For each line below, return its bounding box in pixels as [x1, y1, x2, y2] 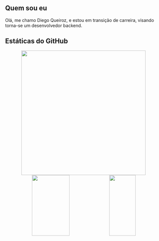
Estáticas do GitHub [5, 37, 68, 45]
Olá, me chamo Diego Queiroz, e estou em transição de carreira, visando [5, 17, 154, 23]
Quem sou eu [5, 4, 47, 12]
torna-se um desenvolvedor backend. [5, 22, 82, 28]
